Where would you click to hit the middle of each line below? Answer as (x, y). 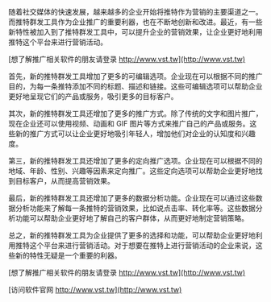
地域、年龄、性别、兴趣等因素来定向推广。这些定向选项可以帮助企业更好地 (132, 171)
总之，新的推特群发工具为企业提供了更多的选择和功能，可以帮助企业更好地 (132, 235)
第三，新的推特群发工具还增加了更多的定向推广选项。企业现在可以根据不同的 (135, 161)
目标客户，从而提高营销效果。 (65, 181)
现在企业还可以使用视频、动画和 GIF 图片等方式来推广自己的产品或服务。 (129, 124)
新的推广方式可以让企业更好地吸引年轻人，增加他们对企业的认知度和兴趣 (135, 134)
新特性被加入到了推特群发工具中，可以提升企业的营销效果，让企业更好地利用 (135, 32)
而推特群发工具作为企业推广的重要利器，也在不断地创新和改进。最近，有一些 (135, 22)
